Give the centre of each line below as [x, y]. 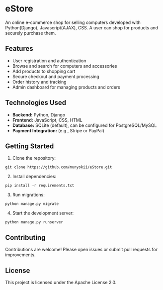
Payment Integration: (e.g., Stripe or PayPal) [58, 130]
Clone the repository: [34, 158]
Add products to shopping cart [44, 71]
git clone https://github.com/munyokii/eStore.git [59, 167]
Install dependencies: [34, 177]
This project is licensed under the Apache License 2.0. [61, 282]
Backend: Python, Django [39, 114]
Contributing [25, 238]
